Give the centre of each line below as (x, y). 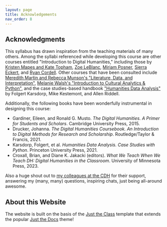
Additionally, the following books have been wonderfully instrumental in (79, 103)
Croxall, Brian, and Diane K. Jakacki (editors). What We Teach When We (86, 156)
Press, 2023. (25, 166)
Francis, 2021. (27, 140)
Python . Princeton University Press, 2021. (55, 150)
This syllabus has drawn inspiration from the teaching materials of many (79, 51)
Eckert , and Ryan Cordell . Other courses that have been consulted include (81, 72)
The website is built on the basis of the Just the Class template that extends (83, 214)
